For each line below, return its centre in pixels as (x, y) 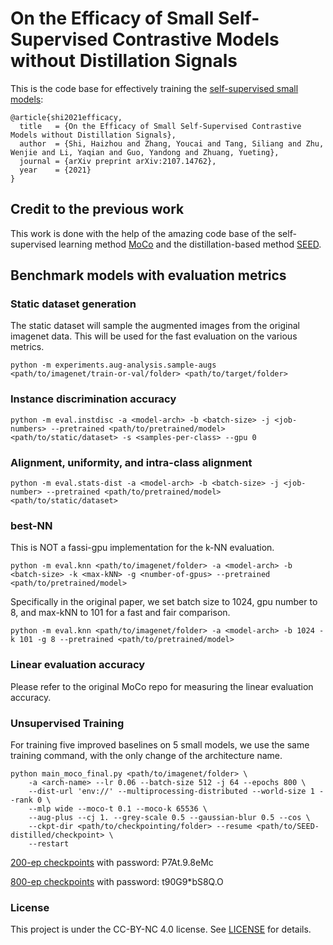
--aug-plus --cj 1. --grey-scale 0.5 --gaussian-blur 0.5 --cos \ (169, 817)
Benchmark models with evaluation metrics (148, 275)
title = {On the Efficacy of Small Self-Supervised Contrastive (160, 126)
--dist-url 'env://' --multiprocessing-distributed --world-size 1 (171, 791)
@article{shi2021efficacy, (66, 117)
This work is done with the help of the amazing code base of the (143, 233)
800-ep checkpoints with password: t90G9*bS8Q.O (117, 881)
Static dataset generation (73, 304)
